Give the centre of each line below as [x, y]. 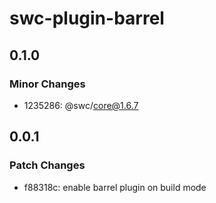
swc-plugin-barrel [87, 18]
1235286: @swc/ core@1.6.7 [81, 105]
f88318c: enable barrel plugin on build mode [115, 187]
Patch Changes [47, 165]
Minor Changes [47, 84]
